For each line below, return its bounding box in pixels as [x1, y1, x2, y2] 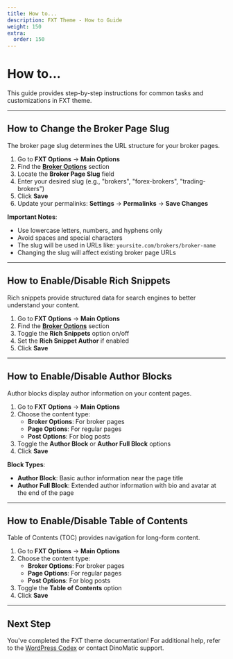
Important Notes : [7, 213, 58, 221]
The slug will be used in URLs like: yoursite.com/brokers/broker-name [17, 241, 216, 249]
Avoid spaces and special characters [17, 234, 123, 242]
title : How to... [7, 10, 58, 17]
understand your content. [7, 300, 80, 309]
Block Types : [7, 460, 46, 469]
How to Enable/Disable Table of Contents [7, 515, 189, 527]
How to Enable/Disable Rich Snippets [7, 275, 171, 287]
